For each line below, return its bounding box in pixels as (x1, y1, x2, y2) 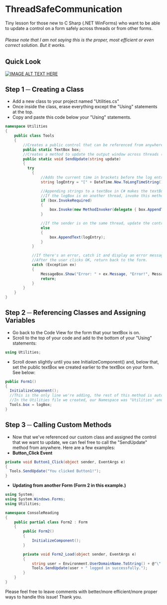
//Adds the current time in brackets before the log (40, 175, 153, 180)
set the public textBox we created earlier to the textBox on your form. (12, 364, 154, 370)
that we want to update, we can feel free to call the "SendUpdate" (12, 439, 148, 445)
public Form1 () (5, 379, 37, 384)
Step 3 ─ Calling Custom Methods (5, 420, 112, 429)
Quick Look (5, 57, 41, 66)
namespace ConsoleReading (5, 510, 59, 515)
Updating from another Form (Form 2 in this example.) (12, 482, 126, 488)
